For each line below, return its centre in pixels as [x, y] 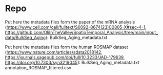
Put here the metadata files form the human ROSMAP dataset [67, 47]
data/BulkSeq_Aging [26, 37]
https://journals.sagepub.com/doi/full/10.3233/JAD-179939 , [65, 57]
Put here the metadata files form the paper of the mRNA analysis [70, 22]
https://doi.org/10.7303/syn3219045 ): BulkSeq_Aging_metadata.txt [72, 62]
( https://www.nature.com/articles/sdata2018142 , [54, 52]
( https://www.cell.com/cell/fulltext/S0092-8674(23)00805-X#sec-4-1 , [76, 27]
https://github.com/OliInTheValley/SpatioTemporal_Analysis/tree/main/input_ [81, 32]
